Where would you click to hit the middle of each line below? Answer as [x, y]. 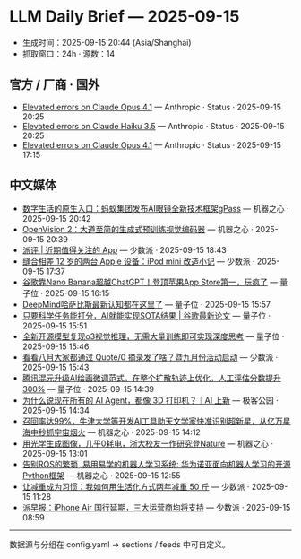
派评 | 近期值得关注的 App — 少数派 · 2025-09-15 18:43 [124, 249]
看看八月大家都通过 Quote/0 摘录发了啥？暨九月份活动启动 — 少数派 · [150, 357]
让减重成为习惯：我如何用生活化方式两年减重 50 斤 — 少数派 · [136, 486]
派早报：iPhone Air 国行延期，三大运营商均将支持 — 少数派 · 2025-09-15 [156, 507]
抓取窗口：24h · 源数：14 [69, 53]
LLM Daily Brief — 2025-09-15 [125, 17]
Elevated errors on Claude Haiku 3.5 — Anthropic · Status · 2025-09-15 [153, 126]
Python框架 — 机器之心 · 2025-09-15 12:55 [101, 475]
